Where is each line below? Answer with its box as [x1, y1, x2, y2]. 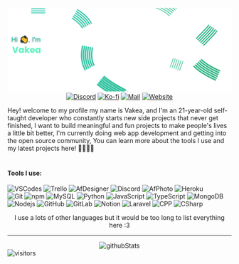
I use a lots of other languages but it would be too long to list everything [14, 213, 225, 222]
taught [7, 113, 27, 122]
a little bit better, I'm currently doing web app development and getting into [7, 129, 227, 137]
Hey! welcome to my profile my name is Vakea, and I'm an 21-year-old [7, 106, 213, 115]
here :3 [109, 221, 130, 230]
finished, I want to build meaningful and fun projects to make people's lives [7, 121, 228, 130]
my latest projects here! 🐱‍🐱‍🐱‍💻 [7, 144, 95, 152]
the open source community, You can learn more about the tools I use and [7, 136, 225, 144]
